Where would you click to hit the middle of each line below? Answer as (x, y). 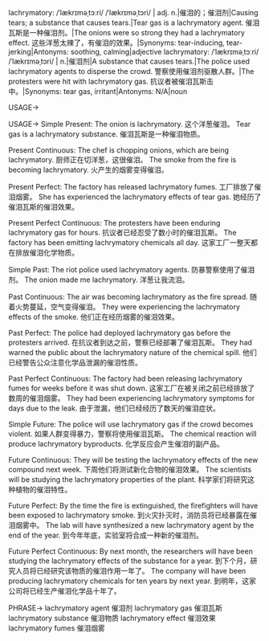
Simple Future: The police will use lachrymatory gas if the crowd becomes (131, 424)
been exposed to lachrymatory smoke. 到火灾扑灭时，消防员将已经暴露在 (129, 515)
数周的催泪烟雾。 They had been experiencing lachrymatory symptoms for (132, 398)
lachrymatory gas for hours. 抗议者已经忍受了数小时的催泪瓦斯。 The (122, 233)
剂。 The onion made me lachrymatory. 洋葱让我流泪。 (99, 280)
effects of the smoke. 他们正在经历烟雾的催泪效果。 (94, 317)
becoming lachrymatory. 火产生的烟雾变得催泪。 (88, 169)
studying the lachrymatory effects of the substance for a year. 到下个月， (129, 561)
